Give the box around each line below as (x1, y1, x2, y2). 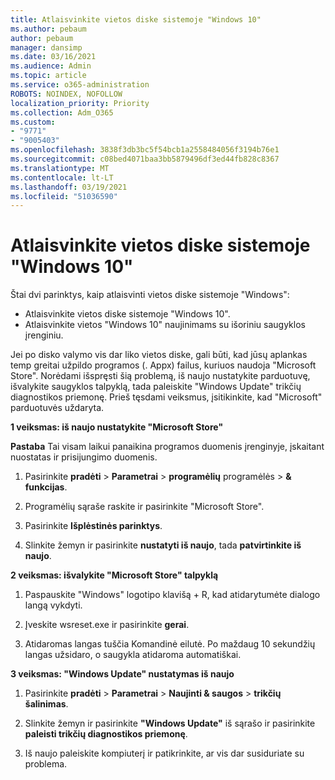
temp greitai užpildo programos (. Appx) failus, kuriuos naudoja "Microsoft (10, 359, 317, 371)
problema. (24, 758, 68, 770)
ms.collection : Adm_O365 (10, 107, 114, 118)
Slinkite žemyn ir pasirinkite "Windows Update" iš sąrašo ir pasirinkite (24, 717, 316, 730)
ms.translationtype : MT (10, 163, 110, 173)
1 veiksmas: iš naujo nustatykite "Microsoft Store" (10, 421, 224, 433)
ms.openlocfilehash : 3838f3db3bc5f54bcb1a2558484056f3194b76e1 (10, 145, 280, 155)
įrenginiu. (24, 329, 64, 341)
